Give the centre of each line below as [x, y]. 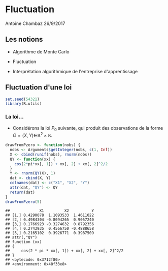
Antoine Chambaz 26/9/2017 [35, 23]
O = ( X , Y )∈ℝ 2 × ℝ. [32, 135]
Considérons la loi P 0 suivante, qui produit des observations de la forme [88, 128]
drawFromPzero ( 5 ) [24, 202]
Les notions [24, 39]
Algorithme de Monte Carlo [41, 51]
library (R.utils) [24, 104]
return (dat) [23, 192]
